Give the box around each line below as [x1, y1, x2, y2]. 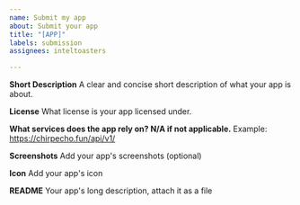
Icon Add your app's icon [9, 168, 103, 179]
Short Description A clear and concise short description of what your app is [9, 79, 292, 90]
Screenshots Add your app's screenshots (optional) [9, 150, 202, 162]
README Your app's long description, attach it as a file [9, 185, 213, 196]
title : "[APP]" [9, 30, 66, 39]
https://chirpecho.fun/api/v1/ [9, 133, 116, 144]
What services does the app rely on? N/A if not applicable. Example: [9, 123, 268, 135]
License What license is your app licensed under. [9, 106, 192, 117]
